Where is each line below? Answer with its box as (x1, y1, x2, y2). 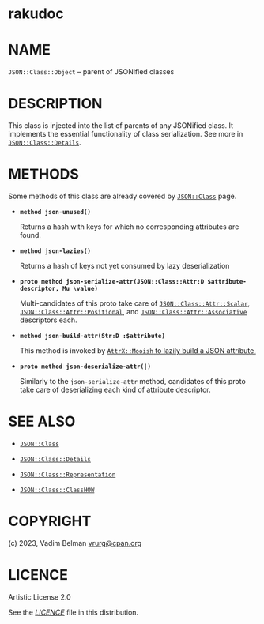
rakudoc (8, 5, 65, 23)
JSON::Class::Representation (19, 471, 116, 479)
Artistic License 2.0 (8, 592, 71, 601)
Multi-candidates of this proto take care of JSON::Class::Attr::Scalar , (19, 299, 251, 308)
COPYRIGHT (8, 513, 92, 530)
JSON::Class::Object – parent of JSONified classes (8, 67, 175, 77)
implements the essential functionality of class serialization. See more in (8, 130, 243, 139)
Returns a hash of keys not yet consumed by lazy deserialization (19, 261, 230, 270)
